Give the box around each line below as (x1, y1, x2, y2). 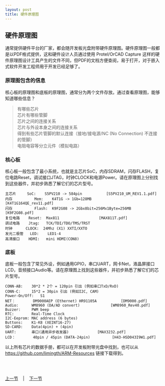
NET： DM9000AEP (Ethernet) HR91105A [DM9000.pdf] (5, 298, 147, 304)
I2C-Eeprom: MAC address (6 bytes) (5, 316, 78, 321)
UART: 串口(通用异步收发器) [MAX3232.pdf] (5, 330, 126, 335)
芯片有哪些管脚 (17, 112, 48, 118)
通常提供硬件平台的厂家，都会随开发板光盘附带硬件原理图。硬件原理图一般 (5, 45, 156, 51)
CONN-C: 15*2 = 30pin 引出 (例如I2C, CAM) (5, 289, 99, 294)
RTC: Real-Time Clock (5, 312, 65, 317)
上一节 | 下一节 (5, 376, 43, 382)
